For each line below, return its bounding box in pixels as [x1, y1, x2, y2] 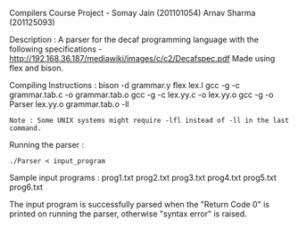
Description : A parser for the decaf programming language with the [9, 35, 259, 45]
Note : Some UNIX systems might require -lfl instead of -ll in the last [9, 116, 290, 125]
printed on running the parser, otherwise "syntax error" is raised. [9, 208, 247, 219]
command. [9, 124, 42, 133]
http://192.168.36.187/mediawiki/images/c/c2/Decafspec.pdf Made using [9, 53, 276, 63]
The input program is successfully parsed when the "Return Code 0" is [9, 199, 270, 209]
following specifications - [9, 44, 103, 54]
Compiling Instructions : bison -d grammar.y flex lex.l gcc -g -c [9, 80, 241, 90]
